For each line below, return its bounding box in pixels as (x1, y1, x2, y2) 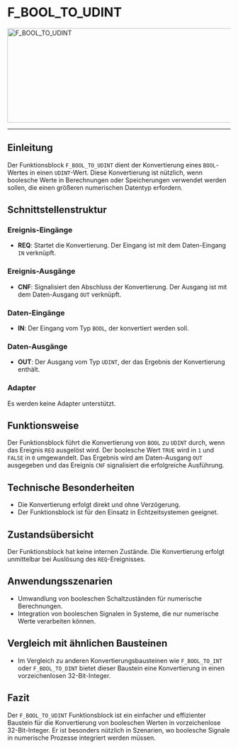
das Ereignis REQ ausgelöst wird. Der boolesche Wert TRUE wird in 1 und (7, 446, 215, 455)
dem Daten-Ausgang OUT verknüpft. (17, 290, 122, 299)
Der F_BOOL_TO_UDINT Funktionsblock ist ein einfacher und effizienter (7, 711, 207, 719)
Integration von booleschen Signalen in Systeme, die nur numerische (17, 609, 219, 618)
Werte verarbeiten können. (17, 616, 96, 625)
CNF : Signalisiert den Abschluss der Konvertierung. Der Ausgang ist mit (17, 282, 227, 291)
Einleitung (7, 142, 53, 154)
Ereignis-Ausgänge (7, 267, 76, 277)
